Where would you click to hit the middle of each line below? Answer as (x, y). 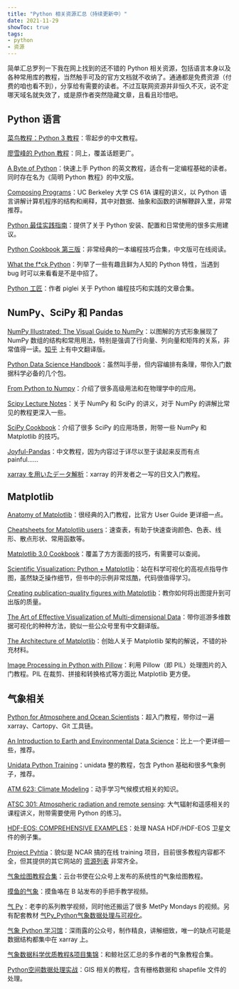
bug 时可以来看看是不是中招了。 (54, 273)
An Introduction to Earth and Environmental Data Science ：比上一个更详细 (116, 741)
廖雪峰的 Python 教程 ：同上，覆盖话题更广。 (73, 153)
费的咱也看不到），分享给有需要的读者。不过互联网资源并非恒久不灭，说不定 (118, 86)
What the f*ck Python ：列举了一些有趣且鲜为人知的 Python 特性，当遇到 (113, 264)
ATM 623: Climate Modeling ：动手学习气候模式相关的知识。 (95, 789)
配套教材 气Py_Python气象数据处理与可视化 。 (80, 916)
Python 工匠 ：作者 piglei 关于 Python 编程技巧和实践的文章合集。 (103, 288)
